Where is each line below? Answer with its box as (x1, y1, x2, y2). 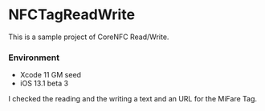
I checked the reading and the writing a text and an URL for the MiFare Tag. (8, 94, 258, 104)
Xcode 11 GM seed (19, 70, 82, 80)
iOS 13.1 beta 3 (19, 78, 69, 89)
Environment (8, 52, 60, 63)
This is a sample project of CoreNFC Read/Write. (8, 32, 169, 42)
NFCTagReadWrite (8, 6, 135, 24)
